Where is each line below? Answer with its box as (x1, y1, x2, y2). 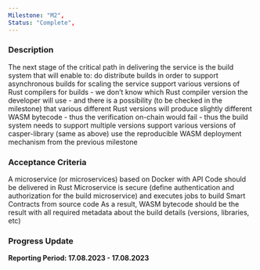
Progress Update (8, 236, 74, 247)
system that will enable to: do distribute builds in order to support (8, 70, 219, 80)
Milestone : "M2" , (8, 11, 65, 20)
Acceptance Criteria (8, 157, 87, 167)
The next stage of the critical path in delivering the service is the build (8, 62, 234, 71)
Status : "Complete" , (8, 19, 76, 27)
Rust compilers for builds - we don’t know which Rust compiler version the (8, 87, 248, 96)
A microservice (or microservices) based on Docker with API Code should (8, 175, 247, 184)
